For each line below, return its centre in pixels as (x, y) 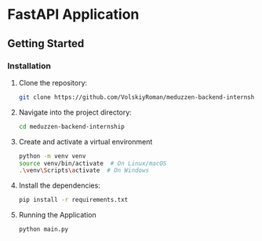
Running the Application (57, 215)
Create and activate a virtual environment (86, 141)
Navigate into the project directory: (75, 112)
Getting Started (46, 44)
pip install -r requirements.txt (73, 200)
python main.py (44, 229)
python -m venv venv (52, 156)
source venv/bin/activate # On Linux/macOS (93, 163)
